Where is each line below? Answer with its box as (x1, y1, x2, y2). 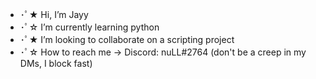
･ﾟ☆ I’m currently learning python (19, 21, 160, 33)
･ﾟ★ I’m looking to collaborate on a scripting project (19, 34, 235, 45)
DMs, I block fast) (19, 58, 93, 69)
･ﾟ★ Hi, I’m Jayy (19, 9, 89, 20)
